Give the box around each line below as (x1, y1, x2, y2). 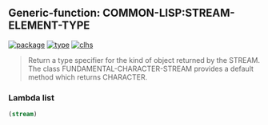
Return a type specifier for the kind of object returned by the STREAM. (27, 55, 260, 64)
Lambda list (8, 92, 54, 103)
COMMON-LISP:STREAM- (102, 6, 235, 20)
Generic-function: (8, 6, 101, 20)
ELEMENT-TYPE (8, 19, 90, 33)
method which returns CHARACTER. (27, 72, 148, 82)
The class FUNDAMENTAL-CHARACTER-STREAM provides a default (27, 64, 254, 73)
